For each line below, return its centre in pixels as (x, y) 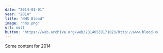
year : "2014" (18, 14)
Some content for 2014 (28, 46)
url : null (15, 28)
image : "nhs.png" (23, 23)
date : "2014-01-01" (25, 9)
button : (13, 32)
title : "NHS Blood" (25, 18)
